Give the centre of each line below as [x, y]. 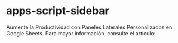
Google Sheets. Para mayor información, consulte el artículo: [81, 33]
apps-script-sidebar [58, 11]
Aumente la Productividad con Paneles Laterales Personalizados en [89, 27]
